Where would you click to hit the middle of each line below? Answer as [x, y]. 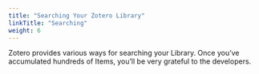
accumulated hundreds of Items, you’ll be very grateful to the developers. [130, 61]
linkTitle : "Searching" [48, 23]
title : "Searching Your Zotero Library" [77, 16]
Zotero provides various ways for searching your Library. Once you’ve [124, 53]
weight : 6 [25, 30]
